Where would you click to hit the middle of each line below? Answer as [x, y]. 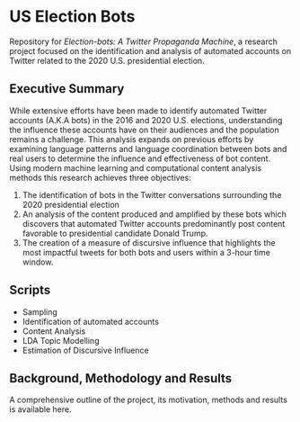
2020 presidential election [71, 204]
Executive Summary [67, 89]
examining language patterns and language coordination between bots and [148, 148]
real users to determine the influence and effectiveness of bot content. [140, 158]
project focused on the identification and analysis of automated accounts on [150, 50]
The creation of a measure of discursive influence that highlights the [149, 242]
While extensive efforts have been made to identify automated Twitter [138, 111]
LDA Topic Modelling [61, 340]
